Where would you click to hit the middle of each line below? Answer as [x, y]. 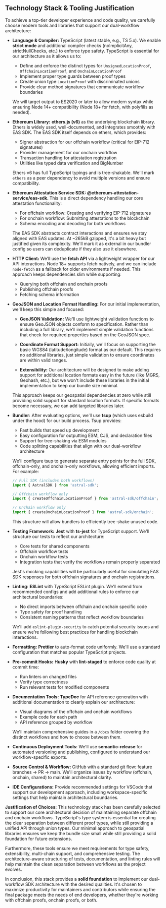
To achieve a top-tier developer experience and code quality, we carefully [80, 20]
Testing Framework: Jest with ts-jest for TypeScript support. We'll [81, 531]
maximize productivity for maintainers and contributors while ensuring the [80, 890]
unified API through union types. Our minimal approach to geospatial [75, 828]
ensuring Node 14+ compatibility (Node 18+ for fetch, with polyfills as [83, 107]
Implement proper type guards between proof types [73, 76]
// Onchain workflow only [39, 508]
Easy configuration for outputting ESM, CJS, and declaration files [86, 435]
